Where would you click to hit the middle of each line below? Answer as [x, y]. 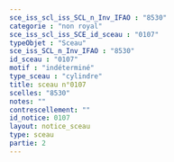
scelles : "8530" [40, 93]
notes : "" [28, 101]
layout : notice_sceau [50, 127]
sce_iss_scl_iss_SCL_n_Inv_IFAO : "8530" [88, 18]
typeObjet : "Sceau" [48, 43]
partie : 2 [28, 143]
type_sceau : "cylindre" [56, 76]
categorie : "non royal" [56, 26]
